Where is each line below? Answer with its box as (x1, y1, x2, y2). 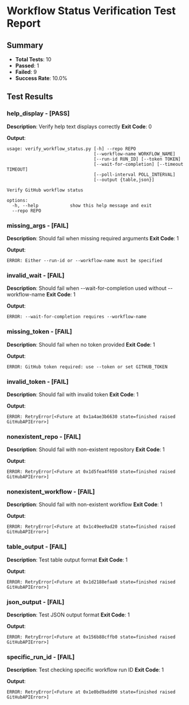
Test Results (6, 92, 54, 102)
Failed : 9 (15, 68, 37, 75)
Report (6, 17, 41, 30)
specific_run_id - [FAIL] (6, 652, 75, 661)
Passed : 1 (15, 62, 39, 69)
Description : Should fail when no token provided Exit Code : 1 (6, 341, 155, 348)
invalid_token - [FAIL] (6, 377, 69, 386)
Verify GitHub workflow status (6, 187, 84, 193)
